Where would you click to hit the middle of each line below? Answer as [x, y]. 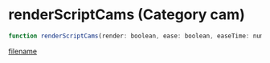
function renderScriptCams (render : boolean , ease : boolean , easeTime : [129, 36]
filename [23, 51]
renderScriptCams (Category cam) [127, 15]
